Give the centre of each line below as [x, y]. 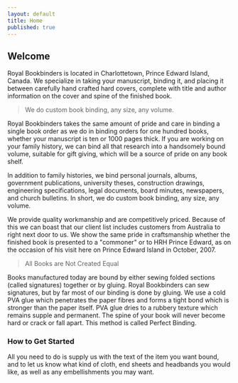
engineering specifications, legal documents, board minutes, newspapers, [116, 190]
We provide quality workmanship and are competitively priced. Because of [117, 220]
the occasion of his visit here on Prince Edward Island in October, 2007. [112, 250]
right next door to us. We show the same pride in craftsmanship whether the [119, 235]
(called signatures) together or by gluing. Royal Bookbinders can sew [108, 285]
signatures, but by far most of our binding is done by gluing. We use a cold [117, 292]
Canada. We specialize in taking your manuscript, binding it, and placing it [115, 81]
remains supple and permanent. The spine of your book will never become [117, 315]
